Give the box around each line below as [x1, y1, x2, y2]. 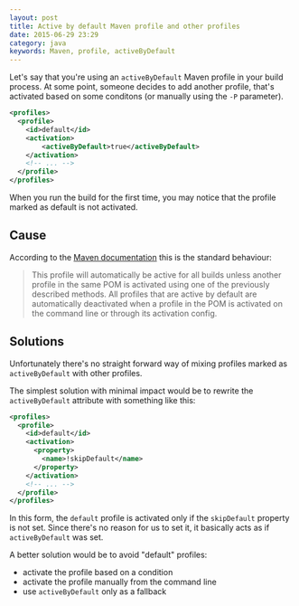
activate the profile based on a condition [22, 567, 173, 578]
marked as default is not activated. [9, 202, 138, 213]
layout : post [9, 13, 59, 23]
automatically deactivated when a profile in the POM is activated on [31, 298, 283, 308]
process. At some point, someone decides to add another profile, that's [9, 81, 275, 92]
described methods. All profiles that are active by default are [31, 289, 257, 299]
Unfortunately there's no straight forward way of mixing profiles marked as [9, 358, 287, 369]
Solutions [9, 334, 65, 349]
